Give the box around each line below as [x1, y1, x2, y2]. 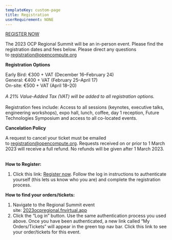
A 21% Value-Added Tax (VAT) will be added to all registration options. [5, 93, 155, 100]
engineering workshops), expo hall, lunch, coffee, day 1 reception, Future [5, 110, 160, 116]
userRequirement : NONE [5, 17, 54, 22]
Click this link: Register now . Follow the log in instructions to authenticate [12, 171, 166, 177]
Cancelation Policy [5, 125, 46, 131]
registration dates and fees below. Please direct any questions [5, 47, 137, 53]
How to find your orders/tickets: [5, 192, 75, 198]
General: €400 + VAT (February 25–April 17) [5, 77, 98, 83]
